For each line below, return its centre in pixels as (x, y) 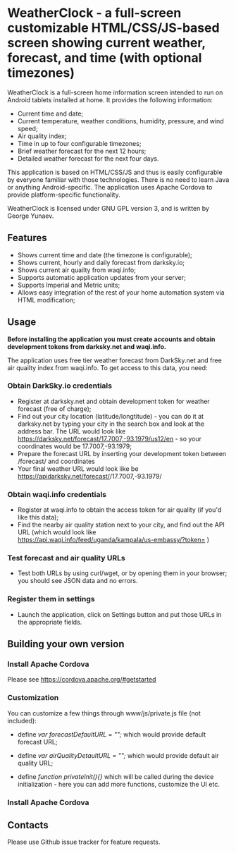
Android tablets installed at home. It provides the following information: (110, 99)
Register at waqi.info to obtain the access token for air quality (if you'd (119, 510)
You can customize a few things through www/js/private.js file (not (104, 713)
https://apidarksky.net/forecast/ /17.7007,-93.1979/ (89, 476)
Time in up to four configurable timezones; (79, 143)
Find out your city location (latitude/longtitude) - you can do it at (111, 416)
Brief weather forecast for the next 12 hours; (82, 151)
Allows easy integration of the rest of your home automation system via (121, 292)
